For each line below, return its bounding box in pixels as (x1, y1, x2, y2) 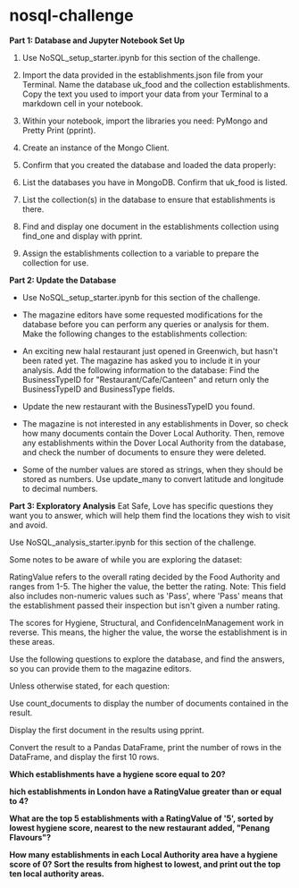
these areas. (9, 636, 55, 647)
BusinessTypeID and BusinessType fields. (21, 384, 176, 394)
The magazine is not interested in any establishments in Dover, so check (21, 418, 288, 429)
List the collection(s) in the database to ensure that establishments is (21, 194, 276, 205)
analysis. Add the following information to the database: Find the (21, 364, 260, 376)
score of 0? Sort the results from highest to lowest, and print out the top (9, 858, 281, 869)
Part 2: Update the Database (9, 275, 117, 285)
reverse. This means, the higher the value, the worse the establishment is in (9, 627, 287, 638)
